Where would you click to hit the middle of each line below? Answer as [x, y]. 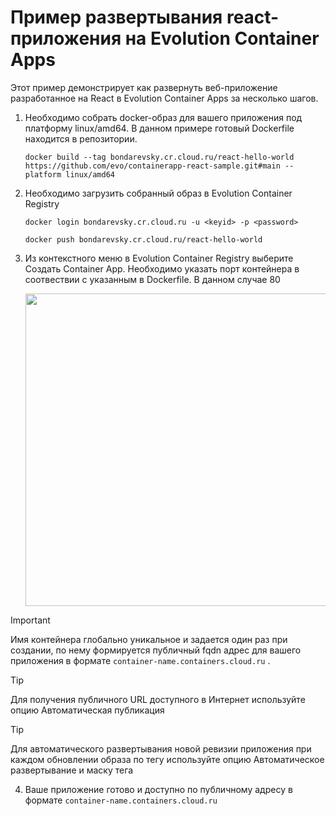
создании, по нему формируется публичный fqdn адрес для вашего [156, 650]
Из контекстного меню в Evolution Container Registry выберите [159, 258]
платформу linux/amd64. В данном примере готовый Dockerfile [159, 128]
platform [43, 174]
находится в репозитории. [81, 138]
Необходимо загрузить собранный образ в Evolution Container [158, 193]
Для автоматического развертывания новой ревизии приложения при [161, 748]
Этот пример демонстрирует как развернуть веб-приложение [144, 87]
